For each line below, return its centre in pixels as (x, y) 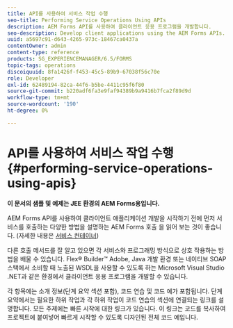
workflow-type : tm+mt (39, 98)
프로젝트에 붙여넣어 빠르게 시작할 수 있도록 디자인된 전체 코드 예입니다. (103, 317)
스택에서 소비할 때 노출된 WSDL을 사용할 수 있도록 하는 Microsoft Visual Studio (116, 268)
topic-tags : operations (42, 65)
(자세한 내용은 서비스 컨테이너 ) (58, 235)
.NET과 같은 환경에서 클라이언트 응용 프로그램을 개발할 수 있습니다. (98, 276)
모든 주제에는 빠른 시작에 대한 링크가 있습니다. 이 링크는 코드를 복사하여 (129, 308)
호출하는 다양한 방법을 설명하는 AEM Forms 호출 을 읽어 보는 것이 (114, 227)
